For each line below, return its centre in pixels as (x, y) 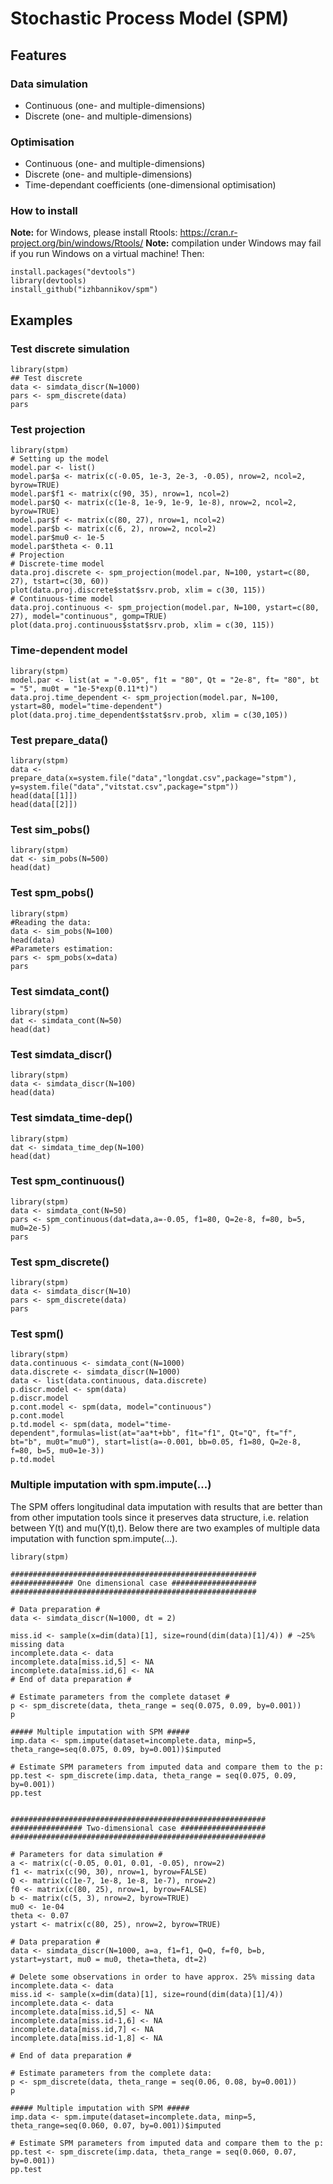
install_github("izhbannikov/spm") (84, 290)
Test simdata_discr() (61, 1054)
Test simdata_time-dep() (71, 1118)
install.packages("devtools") (73, 272)
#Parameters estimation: (62, 948)
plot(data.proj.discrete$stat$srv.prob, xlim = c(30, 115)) (138, 590)
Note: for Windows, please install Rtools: (94, 233)
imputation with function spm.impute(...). (94, 1538)
